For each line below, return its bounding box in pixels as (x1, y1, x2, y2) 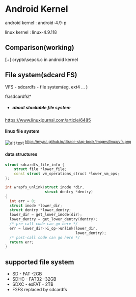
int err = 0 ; (9, 198, 36, 204)
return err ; (9, 239, 34, 244)
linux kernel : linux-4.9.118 (5, 29, 57, 35)
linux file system (5, 128, 40, 134)
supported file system (5, 258, 75, 266)
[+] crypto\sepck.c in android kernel (5, 57, 78, 62)
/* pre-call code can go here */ (9, 221, 78, 227)
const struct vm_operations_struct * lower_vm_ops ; (14, 171, 120, 177)
